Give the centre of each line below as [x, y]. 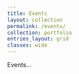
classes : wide [27, 45]
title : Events [27, 13]
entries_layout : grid [38, 39]
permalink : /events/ [37, 26]
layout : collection [35, 20]
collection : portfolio [39, 33]
